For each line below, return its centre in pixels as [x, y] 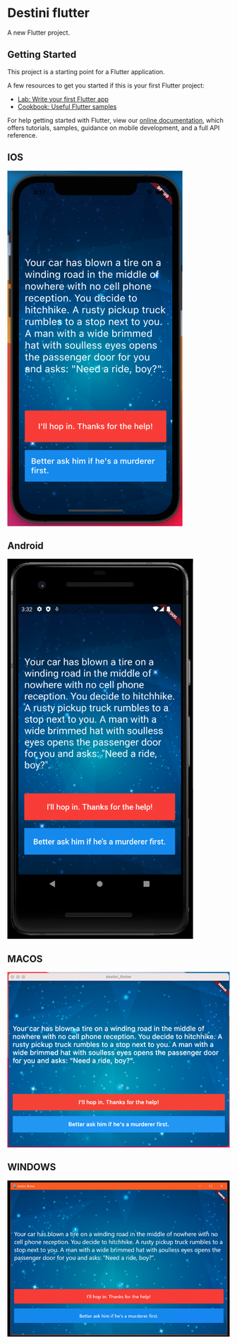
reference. [22, 135]
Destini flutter [49, 13]
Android [25, 546]
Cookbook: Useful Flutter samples [67, 107]
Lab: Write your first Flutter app [63, 99]
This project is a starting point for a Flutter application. [86, 71]
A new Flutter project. [39, 32]
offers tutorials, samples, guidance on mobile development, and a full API [114, 128]
